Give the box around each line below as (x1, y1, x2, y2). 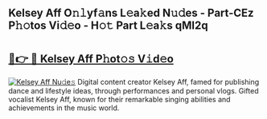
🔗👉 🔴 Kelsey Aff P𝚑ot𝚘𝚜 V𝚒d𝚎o (8, 52, 175, 65)
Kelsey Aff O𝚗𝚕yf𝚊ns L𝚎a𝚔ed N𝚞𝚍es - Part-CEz (8, 6, 255, 20)
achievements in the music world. (8, 103, 120, 113)
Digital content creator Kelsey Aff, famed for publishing (77, 77, 260, 86)
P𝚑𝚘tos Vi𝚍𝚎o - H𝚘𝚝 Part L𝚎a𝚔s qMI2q (8, 19, 208, 33)
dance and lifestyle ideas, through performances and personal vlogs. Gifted (8, 86, 259, 95)
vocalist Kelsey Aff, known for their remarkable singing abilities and (8, 95, 231, 104)
